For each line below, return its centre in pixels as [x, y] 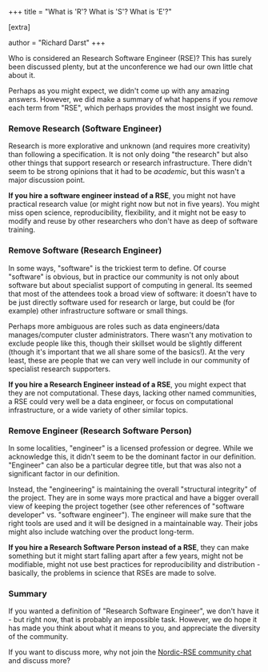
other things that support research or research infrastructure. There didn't [130, 163]
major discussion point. [47, 180]
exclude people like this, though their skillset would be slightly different [125, 343]
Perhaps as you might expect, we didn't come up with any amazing [119, 91]
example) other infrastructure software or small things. [98, 310]
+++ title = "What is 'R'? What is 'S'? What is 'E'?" [90, 12]
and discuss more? [40, 661]
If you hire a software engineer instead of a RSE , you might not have [122, 196]
